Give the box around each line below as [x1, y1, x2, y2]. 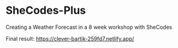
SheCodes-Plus [5, 4, 86, 17]
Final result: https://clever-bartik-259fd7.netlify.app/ [5, 35, 135, 42]
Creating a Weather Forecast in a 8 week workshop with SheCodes [5, 23, 173, 31]
